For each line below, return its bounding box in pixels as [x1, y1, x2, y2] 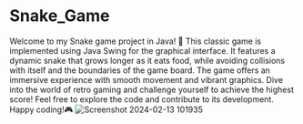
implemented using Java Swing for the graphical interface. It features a [9, 45, 276, 56]
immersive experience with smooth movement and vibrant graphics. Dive [9, 74, 284, 85]
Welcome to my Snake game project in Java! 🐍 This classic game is [9, 36, 262, 46]
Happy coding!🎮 [9, 104, 74, 115]
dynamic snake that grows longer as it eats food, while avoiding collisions [9, 55, 285, 66]
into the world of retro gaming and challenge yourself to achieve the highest [9, 84, 294, 95]
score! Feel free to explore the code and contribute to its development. [9, 93, 275, 105]
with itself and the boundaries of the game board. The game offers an [9, 65, 271, 76]
